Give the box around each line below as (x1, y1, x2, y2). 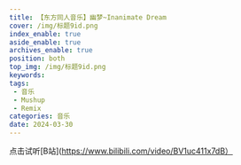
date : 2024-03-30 (9, 121, 74, 130)
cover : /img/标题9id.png (9, 21, 98, 30)
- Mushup (12, 95, 46, 105)
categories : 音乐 (9, 112, 71, 121)
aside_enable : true (9, 37, 82, 47)
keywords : (9, 71, 46, 80)
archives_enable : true (9, 46, 93, 55)
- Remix (12, 104, 42, 113)
